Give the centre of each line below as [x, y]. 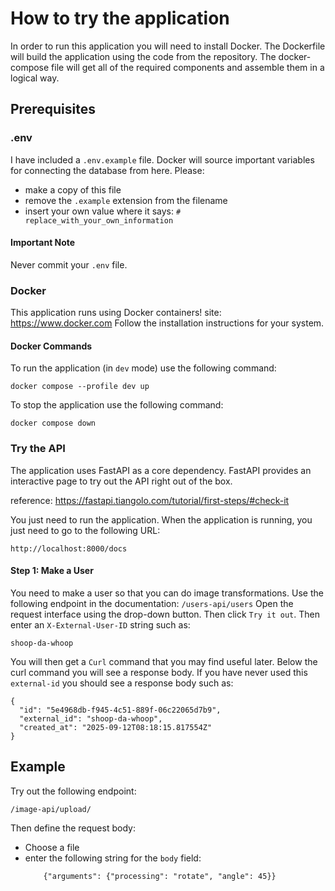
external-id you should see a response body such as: [122, 683]
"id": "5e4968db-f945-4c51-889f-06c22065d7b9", [120, 710]
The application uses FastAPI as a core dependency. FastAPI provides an [161, 470]
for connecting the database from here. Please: [107, 170]
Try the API [38, 449]
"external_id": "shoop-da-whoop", [91, 718]
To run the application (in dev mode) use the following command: [143, 368]
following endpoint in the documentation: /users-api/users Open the [152, 603]
